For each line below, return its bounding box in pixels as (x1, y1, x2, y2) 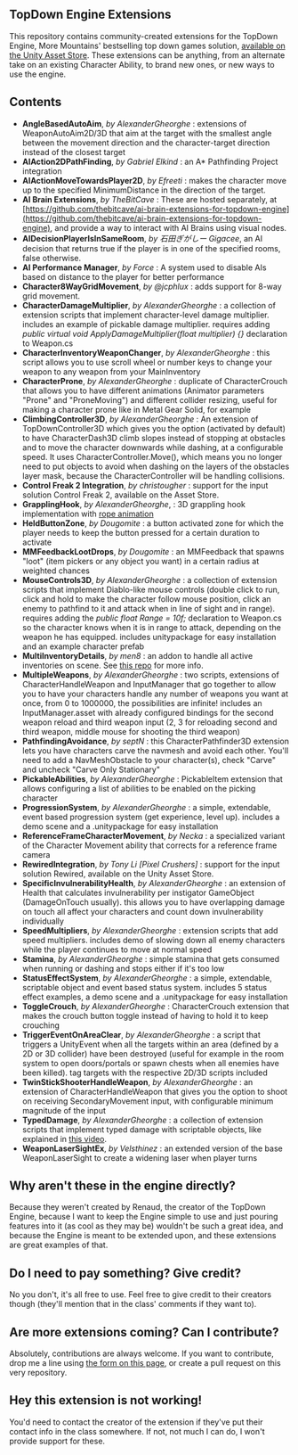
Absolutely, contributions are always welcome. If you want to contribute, (9, 1348, 274, 1359)
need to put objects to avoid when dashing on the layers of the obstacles (21, 461, 290, 472)
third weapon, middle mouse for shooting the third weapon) (21, 726, 240, 736)
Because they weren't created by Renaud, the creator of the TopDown (9, 1202, 267, 1212)
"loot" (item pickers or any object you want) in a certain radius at (21, 555, 260, 566)
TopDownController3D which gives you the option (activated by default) (21, 423, 286, 433)
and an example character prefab (21, 641, 145, 652)
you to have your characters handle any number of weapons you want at (21, 688, 289, 699)
